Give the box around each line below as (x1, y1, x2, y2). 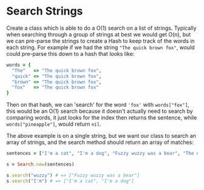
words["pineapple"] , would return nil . (6, 120, 101, 128)
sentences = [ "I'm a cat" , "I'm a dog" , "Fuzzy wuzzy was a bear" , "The (6, 151, 194, 157)
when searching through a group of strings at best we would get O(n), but (6, 30, 191, 38)
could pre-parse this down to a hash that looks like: (6, 50, 135, 57)
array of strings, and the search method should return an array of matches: (6, 138, 194, 146)
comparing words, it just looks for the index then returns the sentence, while (6, 114, 197, 121)
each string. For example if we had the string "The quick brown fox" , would (6, 44, 195, 51)
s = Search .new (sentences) (6, 161, 75, 168)
